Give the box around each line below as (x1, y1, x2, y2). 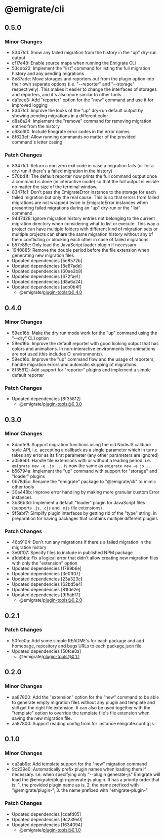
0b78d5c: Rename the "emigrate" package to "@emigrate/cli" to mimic (11, 478, 156, 485)
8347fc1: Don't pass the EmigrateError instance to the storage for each (11, 189, 156, 195)
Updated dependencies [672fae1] (11, 274, 80, 279)
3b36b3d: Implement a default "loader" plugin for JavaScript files (11, 499, 145, 505)
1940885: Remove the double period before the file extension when (11, 247, 149, 253)
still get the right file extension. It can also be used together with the (11, 704, 151, 710)
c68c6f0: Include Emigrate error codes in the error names (11, 128, 130, 135)
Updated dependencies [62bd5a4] (11, 581, 82, 587)
